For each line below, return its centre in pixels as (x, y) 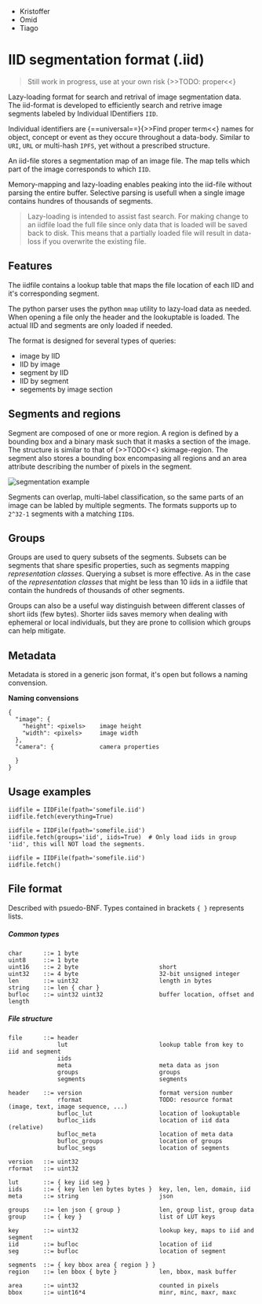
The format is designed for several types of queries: (92, 341)
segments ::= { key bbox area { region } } (82, 1265)
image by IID (40, 355)
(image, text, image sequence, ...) (68, 1107)
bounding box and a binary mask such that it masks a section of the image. (129, 441)
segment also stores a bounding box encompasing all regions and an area (127, 458)
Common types (34, 934)
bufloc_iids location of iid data (144, 1120)
